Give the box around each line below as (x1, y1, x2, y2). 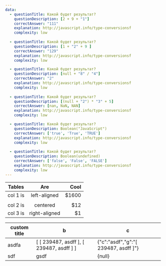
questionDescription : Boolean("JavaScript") (14, 126, 107, 131)
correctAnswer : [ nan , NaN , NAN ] (14, 103, 81, 109)
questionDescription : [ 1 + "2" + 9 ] (14, 44, 92, 49)
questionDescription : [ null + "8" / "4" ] (14, 71, 100, 77)
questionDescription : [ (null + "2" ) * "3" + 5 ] (14, 99, 114, 104)
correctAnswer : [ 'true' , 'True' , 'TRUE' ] (14, 131, 100, 136)
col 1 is (7, 191, 25, 198)
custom (10, 223, 29, 230)
